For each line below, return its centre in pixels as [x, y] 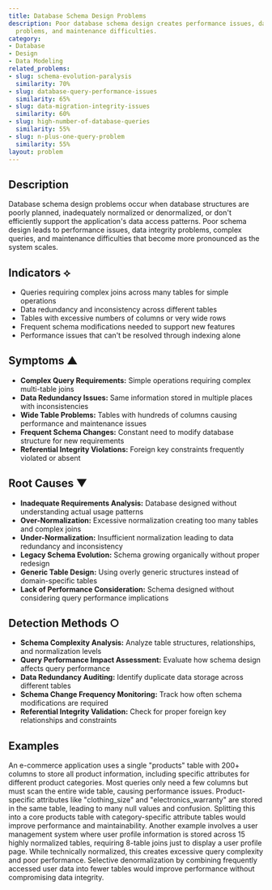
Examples [34, 746]
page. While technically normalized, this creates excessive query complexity [136, 852]
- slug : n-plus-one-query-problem [67, 136]
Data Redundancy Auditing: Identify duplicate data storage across [132, 677]
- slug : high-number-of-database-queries [79, 122]
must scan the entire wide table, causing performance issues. [111, 791]
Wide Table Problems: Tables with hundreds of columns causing [128, 415]
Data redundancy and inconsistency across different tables [118, 310]
